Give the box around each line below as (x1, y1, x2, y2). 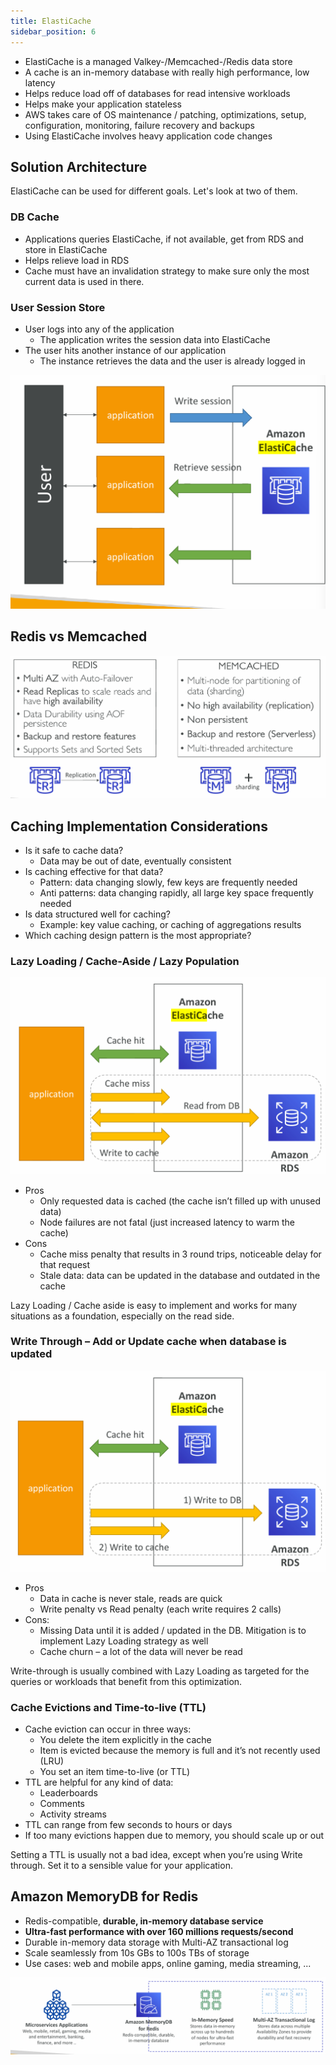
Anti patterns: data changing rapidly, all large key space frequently (39, 887, 314, 899)
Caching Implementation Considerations (10, 818, 268, 835)
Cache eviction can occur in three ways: (24, 1723, 192, 1735)
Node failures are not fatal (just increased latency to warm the (39, 1216, 295, 1228)
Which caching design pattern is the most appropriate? (24, 930, 252, 942)
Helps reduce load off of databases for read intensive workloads (24, 87, 291, 99)
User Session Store (10, 300, 106, 314)
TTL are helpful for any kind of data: (24, 1776, 174, 1788)
